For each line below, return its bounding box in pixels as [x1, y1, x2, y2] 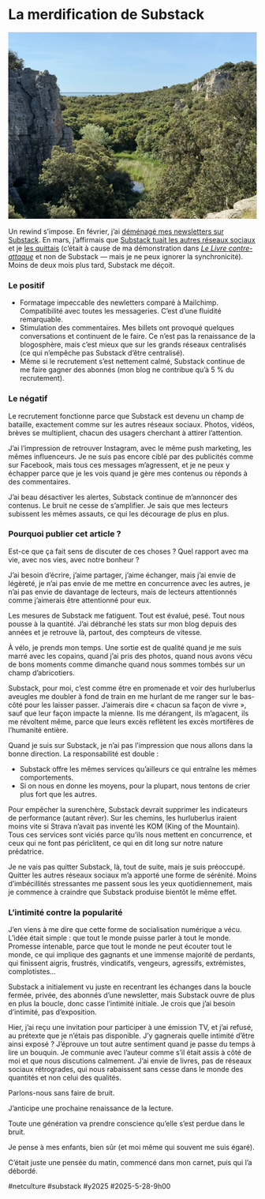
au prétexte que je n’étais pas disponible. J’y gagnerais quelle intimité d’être [8, 1031, 255, 1040]
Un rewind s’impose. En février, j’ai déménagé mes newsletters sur [8, 227, 225, 236]
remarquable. [19, 314, 64, 325]
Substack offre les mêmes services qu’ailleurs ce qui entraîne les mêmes [19, 764, 257, 773]
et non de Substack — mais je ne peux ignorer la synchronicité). [35, 251, 244, 261]
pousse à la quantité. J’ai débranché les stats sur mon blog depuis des [8, 618, 237, 629]
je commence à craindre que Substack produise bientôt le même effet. [8, 887, 237, 896]
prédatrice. [8, 847, 44, 856]
